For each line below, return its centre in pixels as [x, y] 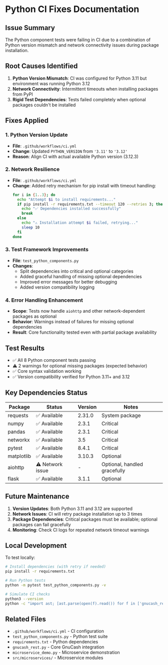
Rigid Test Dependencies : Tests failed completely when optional [79, 99]
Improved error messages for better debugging [68, 282]
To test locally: [20, 558]
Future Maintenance [37, 496]
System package [121, 415]
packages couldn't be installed [44, 105]
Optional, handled [122, 464]
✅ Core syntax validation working [47, 371]
